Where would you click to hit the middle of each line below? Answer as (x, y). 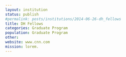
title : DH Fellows (24, 24)
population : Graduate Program (37, 33)
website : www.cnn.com (28, 42)
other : (12, 38)
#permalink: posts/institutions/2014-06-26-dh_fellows (63, 19)
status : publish (22, 14)
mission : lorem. (22, 47)
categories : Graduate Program (37, 28)
